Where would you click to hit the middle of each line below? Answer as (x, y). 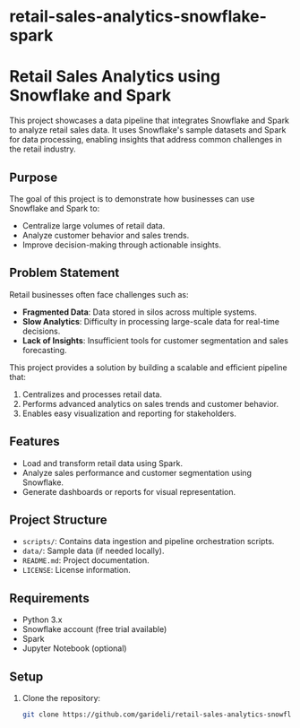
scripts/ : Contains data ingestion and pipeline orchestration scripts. (148, 542)
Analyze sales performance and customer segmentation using (137, 472)
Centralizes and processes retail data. (92, 394)
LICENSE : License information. (77, 570)
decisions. (41, 331)
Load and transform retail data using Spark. (103, 463)
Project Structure (58, 520)
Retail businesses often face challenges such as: (99, 294)
